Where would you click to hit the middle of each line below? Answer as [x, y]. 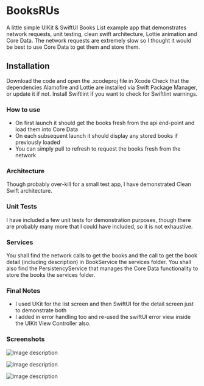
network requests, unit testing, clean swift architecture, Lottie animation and [102, 34]
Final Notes [23, 290]
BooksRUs [33, 11]
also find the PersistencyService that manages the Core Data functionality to [102, 268]
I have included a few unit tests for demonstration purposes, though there [99, 220]
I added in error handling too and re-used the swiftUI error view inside [103, 317]
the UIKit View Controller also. [53, 323]
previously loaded [37, 142]
